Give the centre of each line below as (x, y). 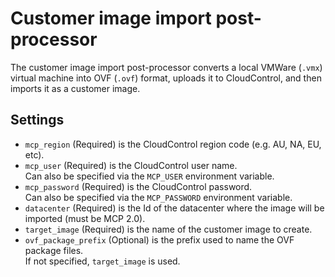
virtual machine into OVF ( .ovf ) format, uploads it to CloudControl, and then (166, 78)
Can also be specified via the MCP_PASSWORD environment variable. (158, 197)
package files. (54, 250)
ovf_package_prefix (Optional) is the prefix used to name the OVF (159, 239)
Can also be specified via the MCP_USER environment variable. (149, 176)
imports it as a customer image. (75, 88)
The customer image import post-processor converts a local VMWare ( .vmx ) (166, 67)
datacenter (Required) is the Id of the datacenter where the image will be (174, 208)
